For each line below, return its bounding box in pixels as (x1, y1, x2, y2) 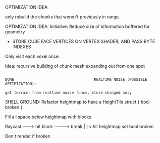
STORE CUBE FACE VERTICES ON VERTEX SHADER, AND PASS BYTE (12, 38, 155, 44)
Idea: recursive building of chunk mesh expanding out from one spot (5, 63, 145, 69)
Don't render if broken (5, 133, 51, 139)
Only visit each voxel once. (5, 53, 60, 59)
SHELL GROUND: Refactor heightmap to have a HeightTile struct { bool (5, 99, 150, 105)
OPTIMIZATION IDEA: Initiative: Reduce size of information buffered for (5, 23, 150, 29)
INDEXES (12, 44, 31, 49)
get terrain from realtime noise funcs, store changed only (5, 90, 132, 95)
